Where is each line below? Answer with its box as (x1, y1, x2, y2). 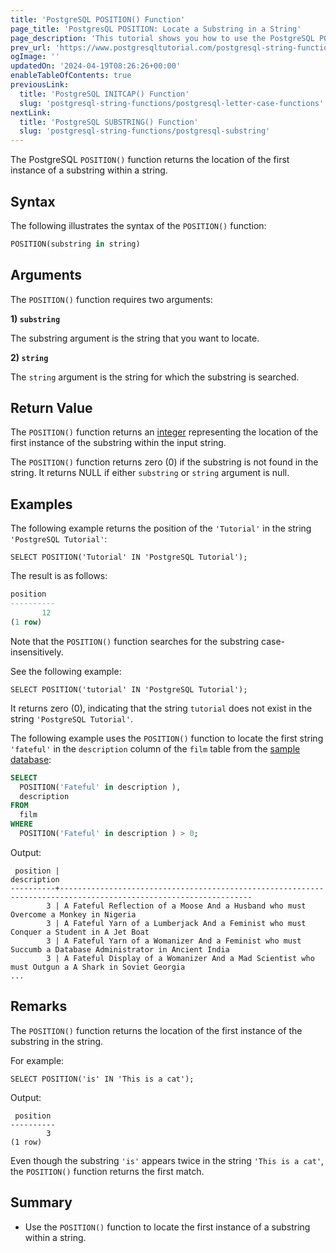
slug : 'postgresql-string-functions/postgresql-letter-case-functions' (19, 98, 325, 108)
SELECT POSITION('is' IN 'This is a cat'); (10, 1074, 195, 1084)
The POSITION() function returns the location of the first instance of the (10, 1024, 303, 1036)
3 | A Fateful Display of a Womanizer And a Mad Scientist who (46, 953, 315, 963)
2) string (10, 351, 49, 363)
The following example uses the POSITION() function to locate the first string (10, 732, 324, 744)
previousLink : (10, 80, 70, 90)
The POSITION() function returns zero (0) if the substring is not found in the (10, 456, 319, 468)
